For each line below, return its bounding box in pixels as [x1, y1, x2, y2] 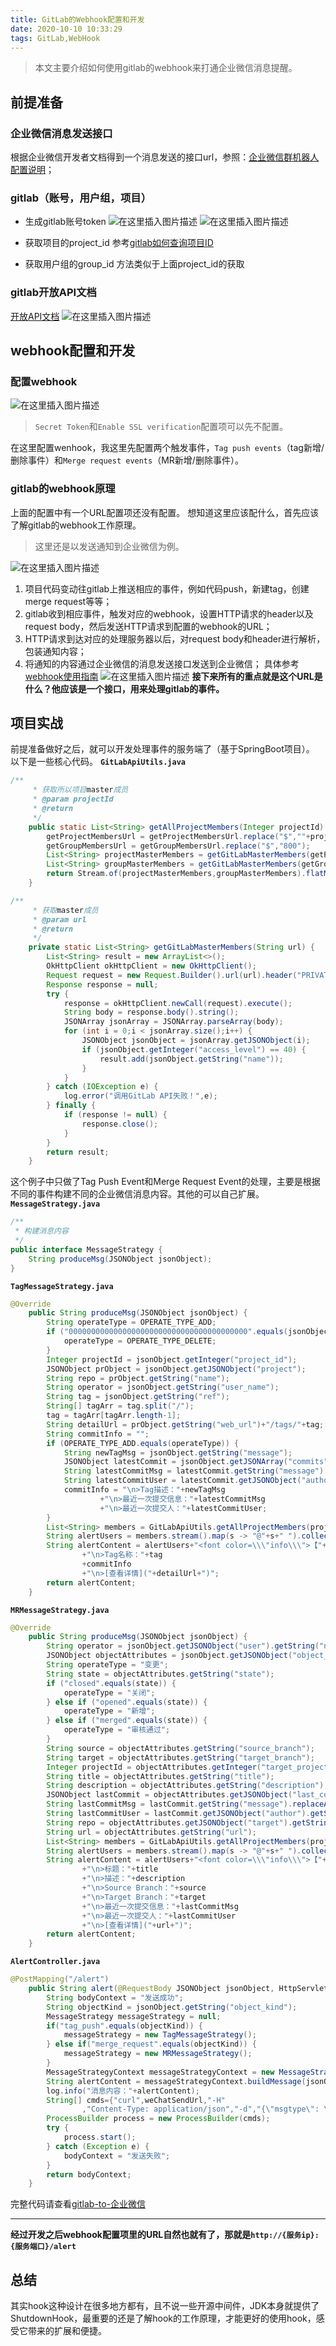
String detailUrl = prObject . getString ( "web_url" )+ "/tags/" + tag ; [46, 1419, 325, 1430]
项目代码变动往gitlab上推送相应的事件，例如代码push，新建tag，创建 [24, 582, 310, 595]
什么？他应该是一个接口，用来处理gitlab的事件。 [24, 682, 225, 695]
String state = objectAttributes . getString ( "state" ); [46, 1669, 275, 1679]
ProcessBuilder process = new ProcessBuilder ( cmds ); [46, 2114, 271, 2124]
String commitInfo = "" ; [46, 1429, 150, 1439]
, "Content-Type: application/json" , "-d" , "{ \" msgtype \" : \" [81, 2104, 333, 2115]
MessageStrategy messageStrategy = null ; [46, 2011, 222, 2021]
